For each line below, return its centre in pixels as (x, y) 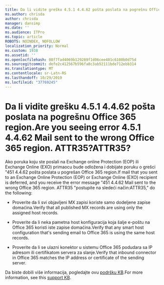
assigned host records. (35, 213)
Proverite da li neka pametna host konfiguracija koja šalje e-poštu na (81, 222)
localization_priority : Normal (37, 46)
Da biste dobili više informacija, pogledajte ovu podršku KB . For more (74, 272)
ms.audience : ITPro (25, 32)
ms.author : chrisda (25, 14)
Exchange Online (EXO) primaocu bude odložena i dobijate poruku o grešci (80, 167)
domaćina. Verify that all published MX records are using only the (77, 207)
